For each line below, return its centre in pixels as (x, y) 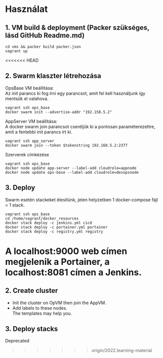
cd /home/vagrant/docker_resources (42, 218)
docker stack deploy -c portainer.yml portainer (56, 227)
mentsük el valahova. (27, 99)
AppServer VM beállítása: (31, 121)
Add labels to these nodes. (40, 308)
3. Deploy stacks (32, 329)
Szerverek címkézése (27, 154)
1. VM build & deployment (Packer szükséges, (77, 28)
